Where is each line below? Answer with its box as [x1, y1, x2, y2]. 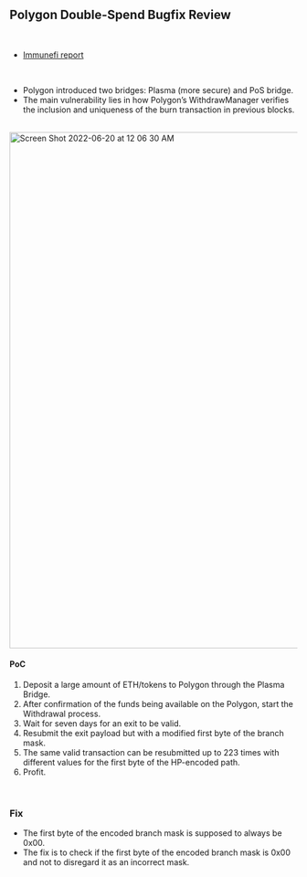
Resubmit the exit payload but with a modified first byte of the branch [22, 728, 285, 739]
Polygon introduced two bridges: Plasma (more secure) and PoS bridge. [22, 84, 294, 95]
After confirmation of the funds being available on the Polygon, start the [22, 699, 294, 710]
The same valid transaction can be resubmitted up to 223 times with [22, 747, 280, 758]
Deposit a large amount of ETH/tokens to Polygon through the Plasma [22, 680, 285, 691]
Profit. [22, 766, 47, 777]
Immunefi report [22, 49, 84, 60]
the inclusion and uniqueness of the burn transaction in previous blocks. [22, 104, 295, 115]
